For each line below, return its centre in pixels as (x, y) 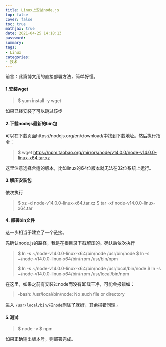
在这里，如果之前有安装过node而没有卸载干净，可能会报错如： (70, 284)
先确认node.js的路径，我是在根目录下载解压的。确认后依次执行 (70, 243)
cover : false (19, 19)
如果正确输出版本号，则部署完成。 (40, 339)
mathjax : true (20, 29)
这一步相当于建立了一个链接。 (36, 232)
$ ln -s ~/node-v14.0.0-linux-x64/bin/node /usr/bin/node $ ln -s (84, 254)
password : (16, 38)
